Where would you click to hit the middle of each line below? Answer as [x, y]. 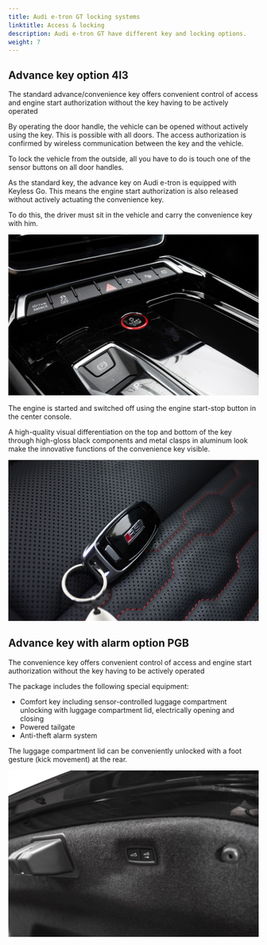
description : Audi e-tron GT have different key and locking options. [128, 33]
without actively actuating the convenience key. [86, 199]
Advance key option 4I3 [68, 75]
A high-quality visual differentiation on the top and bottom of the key [120, 432]
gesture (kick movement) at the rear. [68, 759]
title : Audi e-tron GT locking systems [74, 17]
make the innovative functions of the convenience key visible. [109, 449]
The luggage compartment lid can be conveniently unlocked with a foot [125, 750]
